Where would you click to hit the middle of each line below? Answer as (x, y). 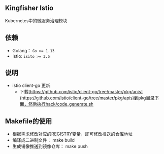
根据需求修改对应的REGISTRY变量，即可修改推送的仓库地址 (72, 134)
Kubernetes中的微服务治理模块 (36, 20)
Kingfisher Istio (29, 8)
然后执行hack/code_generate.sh (61, 104)
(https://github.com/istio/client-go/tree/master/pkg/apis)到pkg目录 (87, 98)
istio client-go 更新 (31, 85)
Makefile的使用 (29, 121)
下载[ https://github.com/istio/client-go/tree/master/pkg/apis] (81, 92)
